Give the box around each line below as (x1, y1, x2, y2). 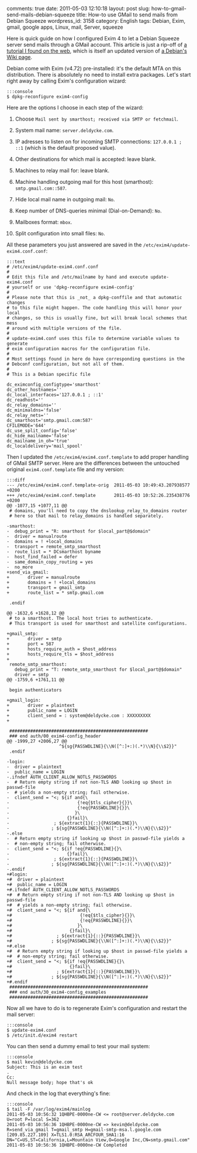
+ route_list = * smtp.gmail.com (6, 590, 104, 596)
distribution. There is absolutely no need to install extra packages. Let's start (6, 71, 191, 78)
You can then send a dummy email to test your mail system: (6, 1043, 150, 1049)
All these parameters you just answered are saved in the (6, 241, 142, 248)
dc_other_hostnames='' (6, 387, 62, 393)
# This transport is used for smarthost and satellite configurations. (9, 620, 188, 626)
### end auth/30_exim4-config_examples (9, 989, 107, 995)
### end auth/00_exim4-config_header (9, 733, 101, 739)
